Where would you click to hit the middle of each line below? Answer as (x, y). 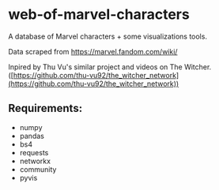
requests (34, 152)
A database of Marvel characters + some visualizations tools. (108, 36)
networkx (35, 161)
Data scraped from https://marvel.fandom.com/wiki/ (93, 51)
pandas (32, 136)
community (38, 169)
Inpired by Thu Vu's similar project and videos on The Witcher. (110, 67)
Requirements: (45, 108)
